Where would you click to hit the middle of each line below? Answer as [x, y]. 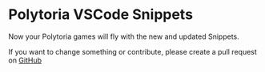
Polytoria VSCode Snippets [101, 15]
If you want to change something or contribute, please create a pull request [133, 51]
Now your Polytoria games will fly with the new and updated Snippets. [124, 36]
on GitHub [25, 60]
